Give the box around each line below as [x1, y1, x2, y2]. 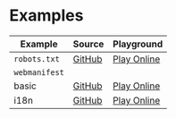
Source [72, 38, 105, 50]
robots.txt [13, 54, 60, 63]
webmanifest [13, 67, 65, 77]
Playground [113, 38, 163, 50]
